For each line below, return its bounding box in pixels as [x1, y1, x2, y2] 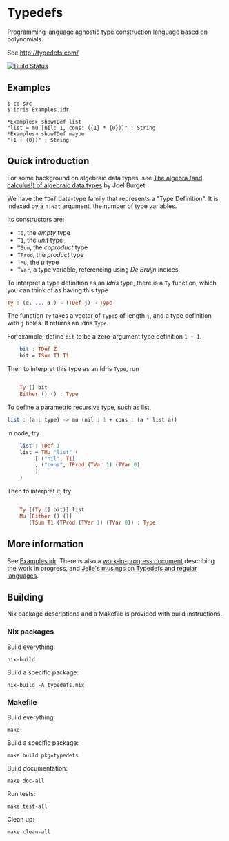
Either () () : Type [19, 390, 79, 398]
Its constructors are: [7, 215, 65, 223]
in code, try [7, 428, 40, 437]
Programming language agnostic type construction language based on [7, 28, 208, 36]
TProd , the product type [17, 250, 84, 258]
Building [7, 591, 43, 603]
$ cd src [7, 100, 32, 107]
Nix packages [7, 627, 54, 636]
